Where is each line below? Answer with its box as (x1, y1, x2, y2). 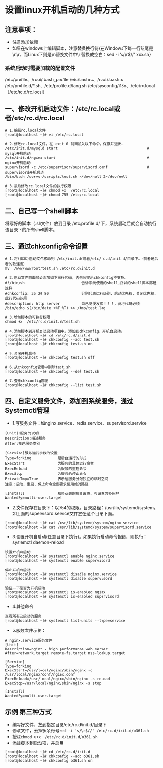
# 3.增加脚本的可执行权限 (5, 315, 50, 320)
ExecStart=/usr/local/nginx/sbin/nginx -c (5, 668, 93, 673)
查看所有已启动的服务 (5, 614, 41, 619)
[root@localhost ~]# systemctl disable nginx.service (5, 571, 117, 577)
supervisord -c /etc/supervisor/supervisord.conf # (5, 165, 150, 170)
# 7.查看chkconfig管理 (5, 378, 48, 383)
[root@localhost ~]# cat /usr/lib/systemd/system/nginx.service (5, 520, 139, 525)
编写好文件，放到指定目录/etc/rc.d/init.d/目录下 (12, 722, 107, 728)
